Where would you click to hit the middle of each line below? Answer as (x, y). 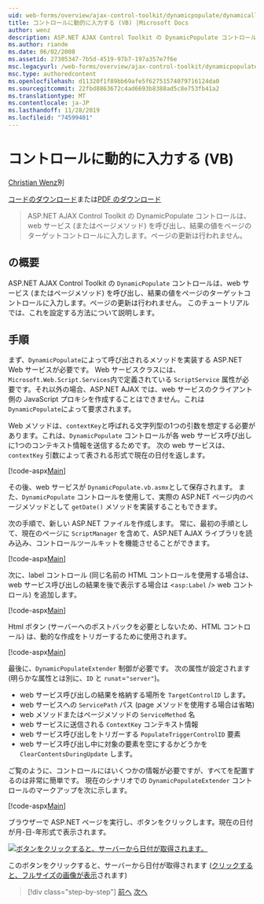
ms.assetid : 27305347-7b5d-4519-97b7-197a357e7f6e (93, 60)
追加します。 (60, 595)
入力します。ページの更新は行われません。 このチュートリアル (149, 303)
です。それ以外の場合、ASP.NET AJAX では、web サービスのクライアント (134, 389)
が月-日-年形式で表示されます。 (59, 832)
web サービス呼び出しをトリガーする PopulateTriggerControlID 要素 (130, 734)
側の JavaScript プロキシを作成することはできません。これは (106, 399)
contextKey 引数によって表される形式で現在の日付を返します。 (109, 455)
